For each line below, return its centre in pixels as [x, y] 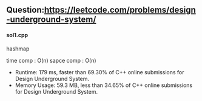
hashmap [18, 49]
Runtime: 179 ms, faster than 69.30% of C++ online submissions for [99, 72]
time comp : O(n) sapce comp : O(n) [51, 60]
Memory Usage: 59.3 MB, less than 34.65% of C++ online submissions [104, 85]
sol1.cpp [17, 35]
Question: [25, 10]
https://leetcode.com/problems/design [120, 10]
